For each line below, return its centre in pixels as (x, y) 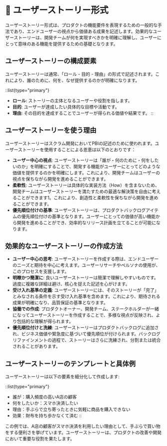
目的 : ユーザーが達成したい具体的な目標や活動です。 (66, 107)
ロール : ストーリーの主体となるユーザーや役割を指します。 (72, 100)
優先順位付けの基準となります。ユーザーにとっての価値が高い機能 (88, 216)
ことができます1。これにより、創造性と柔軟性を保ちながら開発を (83, 197)
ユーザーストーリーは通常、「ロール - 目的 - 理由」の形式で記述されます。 (80, 74)
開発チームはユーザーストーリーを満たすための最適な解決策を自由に (82, 191)
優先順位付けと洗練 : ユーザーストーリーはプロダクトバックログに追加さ (85, 328)
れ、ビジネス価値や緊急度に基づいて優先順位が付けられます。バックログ (86, 334)
